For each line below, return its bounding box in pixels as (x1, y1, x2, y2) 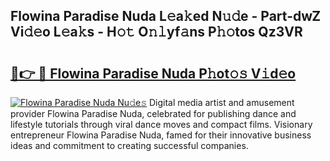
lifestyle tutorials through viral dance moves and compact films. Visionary (10, 119, 313, 130)
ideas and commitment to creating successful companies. (10, 140, 249, 151)
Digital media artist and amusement (148, 97, 295, 108)
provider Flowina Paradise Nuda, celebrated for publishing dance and (10, 108, 297, 119)
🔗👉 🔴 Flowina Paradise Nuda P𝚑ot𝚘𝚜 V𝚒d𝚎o (10, 65, 297, 82)
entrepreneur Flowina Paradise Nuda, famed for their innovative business (10, 129, 312, 141)
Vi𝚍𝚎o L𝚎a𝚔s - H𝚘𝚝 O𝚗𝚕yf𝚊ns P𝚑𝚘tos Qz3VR (10, 24, 303, 41)
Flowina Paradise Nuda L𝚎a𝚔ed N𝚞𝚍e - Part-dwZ (10, 8, 322, 25)
